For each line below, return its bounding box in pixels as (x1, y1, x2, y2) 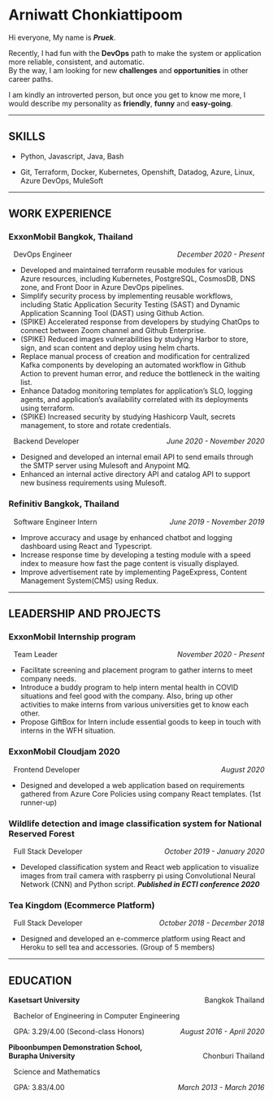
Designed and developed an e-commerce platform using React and (19, 934, 246, 944)
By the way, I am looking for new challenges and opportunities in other (8, 65, 249, 75)
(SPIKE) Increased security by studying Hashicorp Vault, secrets (19, 412, 236, 422)
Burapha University (8, 1051, 76, 1061)
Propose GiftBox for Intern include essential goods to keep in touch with (19, 717, 262, 727)
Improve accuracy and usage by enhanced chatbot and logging (19, 532, 233, 542)
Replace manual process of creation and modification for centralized (19, 352, 250, 361)
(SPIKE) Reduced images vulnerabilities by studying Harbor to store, (19, 335, 249, 344)
